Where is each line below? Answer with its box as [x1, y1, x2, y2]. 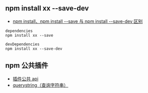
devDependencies [5, 42, 40, 47]
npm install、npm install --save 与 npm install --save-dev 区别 [12, 18, 143, 24]
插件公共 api [12, 76, 39, 82]
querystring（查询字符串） [12, 82, 69, 88]
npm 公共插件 [5, 61, 48, 70]
